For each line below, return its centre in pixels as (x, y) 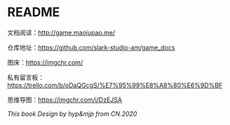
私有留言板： (26, 77)
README (34, 12)
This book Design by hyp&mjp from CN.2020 (72, 114)
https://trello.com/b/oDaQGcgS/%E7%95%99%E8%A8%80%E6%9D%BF (115, 85)
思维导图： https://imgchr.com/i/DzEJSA (65, 100)
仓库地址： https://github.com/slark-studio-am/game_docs (91, 47)
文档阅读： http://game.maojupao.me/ (61, 32)
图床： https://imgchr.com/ (45, 62)
